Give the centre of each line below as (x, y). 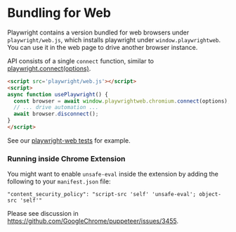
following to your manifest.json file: (59, 181)
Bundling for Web (59, 13)
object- (210, 195)
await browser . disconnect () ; (56, 114)
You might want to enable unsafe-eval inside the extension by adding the (113, 174)
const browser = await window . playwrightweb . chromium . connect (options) (121, 101)
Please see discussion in (43, 214)
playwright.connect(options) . (49, 68)
